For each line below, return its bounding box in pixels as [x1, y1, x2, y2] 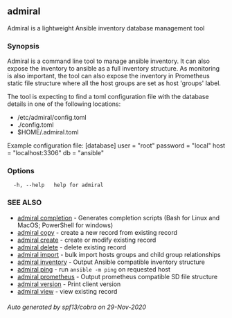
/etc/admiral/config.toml [17, 114, 87, 122]
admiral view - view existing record [17, 287, 118, 295]
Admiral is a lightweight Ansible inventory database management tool [7, 24, 205, 32]
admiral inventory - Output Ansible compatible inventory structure [17, 258, 206, 266]
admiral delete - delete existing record [17, 242, 127, 251]
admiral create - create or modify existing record [17, 236, 157, 244]
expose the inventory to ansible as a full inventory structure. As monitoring [7, 64, 220, 73]
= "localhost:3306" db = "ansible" [7, 149, 104, 157]
